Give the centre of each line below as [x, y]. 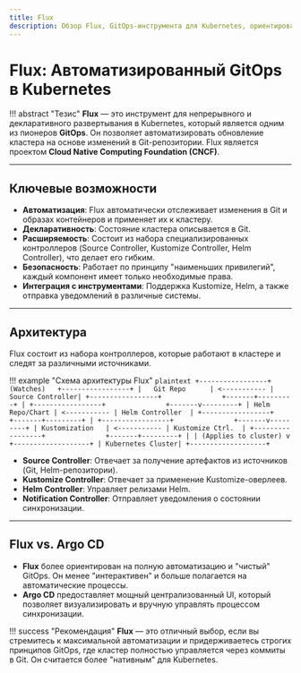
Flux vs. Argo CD [57, 545]
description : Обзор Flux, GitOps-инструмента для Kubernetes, [128, 26]
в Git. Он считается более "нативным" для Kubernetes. [114, 660]
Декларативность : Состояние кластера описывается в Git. [136, 229]
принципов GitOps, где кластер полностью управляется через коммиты [147, 650]
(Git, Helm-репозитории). [70, 470]
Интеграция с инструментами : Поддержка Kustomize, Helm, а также [155, 286]
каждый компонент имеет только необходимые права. [128, 277]
